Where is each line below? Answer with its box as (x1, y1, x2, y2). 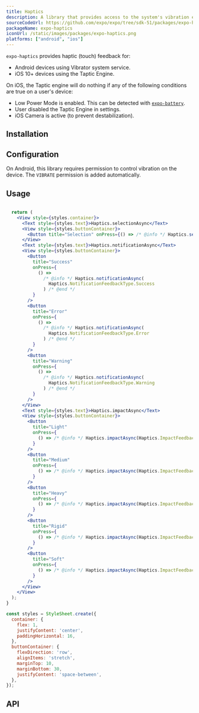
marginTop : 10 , (17, 660, 54, 666)
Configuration (6, 149, 59, 159)
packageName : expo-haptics (6, 25, 73, 31)
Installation (6, 129, 49, 139)
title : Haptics (6, 8, 44, 15)
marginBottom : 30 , (17, 666, 62, 672)
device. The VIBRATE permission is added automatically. (6, 171, 141, 178)
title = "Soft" (32, 556, 65, 563)
